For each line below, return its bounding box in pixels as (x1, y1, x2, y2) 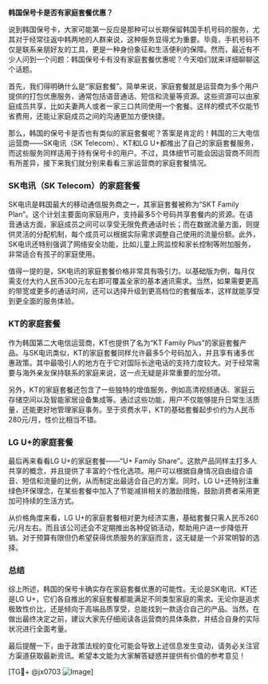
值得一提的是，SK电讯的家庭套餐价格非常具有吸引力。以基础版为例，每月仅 (8, 266, 255, 276)
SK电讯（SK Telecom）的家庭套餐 (8, 179, 141, 191)
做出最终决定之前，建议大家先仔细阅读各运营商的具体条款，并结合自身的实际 (8, 614, 260, 624)
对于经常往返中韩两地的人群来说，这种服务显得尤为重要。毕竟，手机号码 (14, 35, 253, 44)
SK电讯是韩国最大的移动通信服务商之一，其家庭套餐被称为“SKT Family (8, 199, 239, 210)
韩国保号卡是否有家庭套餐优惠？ (8, 8, 113, 17)
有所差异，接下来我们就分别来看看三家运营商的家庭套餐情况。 (8, 159, 211, 167)
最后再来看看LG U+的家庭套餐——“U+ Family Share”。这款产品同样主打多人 (8, 456, 258, 466)
